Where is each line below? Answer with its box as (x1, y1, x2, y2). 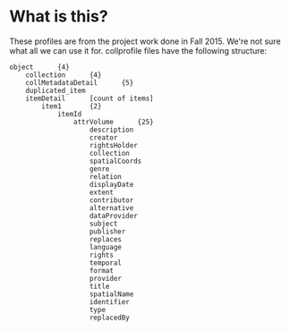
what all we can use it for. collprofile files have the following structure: (9, 45, 268, 55)
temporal (89, 258, 123, 267)
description (89, 125, 134, 134)
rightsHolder (89, 140, 139, 149)
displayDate (89, 180, 134, 189)
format (89, 266, 115, 275)
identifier (89, 297, 130, 306)
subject (89, 219, 118, 228)
